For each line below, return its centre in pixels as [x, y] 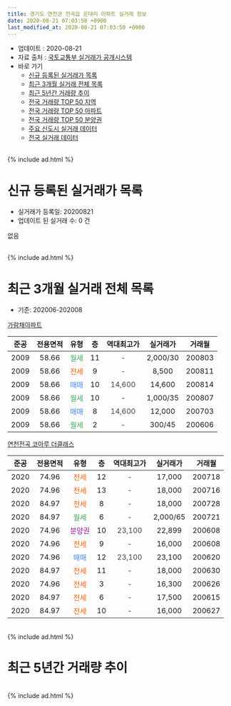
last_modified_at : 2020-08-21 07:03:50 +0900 [76, 27]
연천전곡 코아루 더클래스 [41, 444]
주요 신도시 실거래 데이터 [63, 128]
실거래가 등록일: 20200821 [56, 212]
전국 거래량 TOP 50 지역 [62, 102]
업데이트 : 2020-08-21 [50, 49]
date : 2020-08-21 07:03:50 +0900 [57, 21]
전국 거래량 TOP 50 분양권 [65, 120]
